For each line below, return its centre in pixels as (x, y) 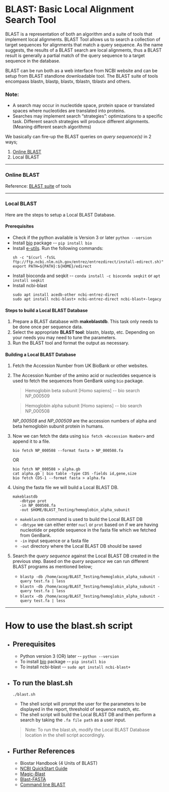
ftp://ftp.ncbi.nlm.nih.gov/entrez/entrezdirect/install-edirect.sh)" (88, 262)
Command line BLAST (43, 785)
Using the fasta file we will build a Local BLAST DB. (65, 488)
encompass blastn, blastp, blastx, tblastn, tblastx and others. (68, 81)
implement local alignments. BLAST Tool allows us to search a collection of (83, 39)
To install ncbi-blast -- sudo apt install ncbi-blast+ (75, 667)
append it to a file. (31, 441)
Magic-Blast (32, 774)
